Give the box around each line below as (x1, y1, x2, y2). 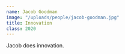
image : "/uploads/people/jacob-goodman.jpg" (6, 14, 120, 20)
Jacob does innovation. (6, 42, 64, 49)
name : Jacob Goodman (6, 8, 58, 15)
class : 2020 (6, 25, 36, 32)
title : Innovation (6, 20, 52, 26)
